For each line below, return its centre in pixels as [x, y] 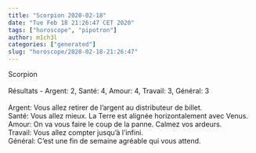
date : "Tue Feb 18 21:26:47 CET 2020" [71, 23]
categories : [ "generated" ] [52, 45]
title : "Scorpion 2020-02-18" [58, 15]
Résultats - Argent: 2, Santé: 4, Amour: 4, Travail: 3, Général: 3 [109, 91]
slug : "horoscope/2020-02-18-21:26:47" [73, 52]
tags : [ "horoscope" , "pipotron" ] [63, 30]
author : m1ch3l [33, 37]
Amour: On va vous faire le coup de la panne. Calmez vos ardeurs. [115, 124]
